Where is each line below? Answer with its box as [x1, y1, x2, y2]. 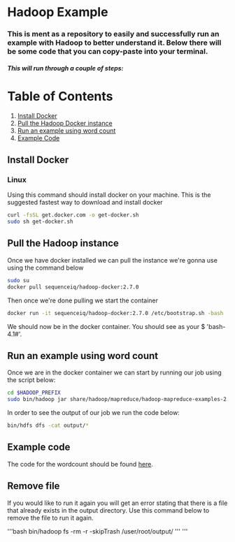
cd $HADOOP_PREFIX [7, 389, 61, 397]
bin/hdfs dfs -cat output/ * [7, 422, 90, 430]
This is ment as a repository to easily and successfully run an [7, 29, 220, 39]
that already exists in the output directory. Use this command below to [7, 506, 210, 514]
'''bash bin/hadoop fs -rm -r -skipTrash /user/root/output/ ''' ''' [7, 527, 188, 535]
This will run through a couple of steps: [7, 64, 124, 72]
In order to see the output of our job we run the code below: [7, 409, 180, 417]
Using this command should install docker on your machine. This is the [7, 191, 211, 199]
